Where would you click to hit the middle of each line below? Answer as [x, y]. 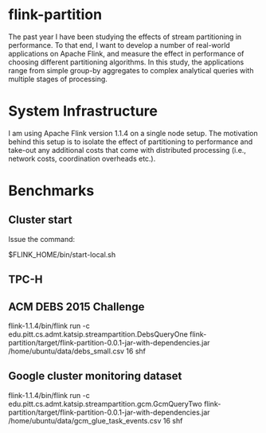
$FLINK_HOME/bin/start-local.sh [62, 254]
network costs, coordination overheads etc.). [82, 158]
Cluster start [40, 220]
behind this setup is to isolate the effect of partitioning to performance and [131, 142]
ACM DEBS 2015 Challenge [76, 307]
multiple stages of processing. [58, 79]
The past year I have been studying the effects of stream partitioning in [125, 37]
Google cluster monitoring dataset [95, 376]
